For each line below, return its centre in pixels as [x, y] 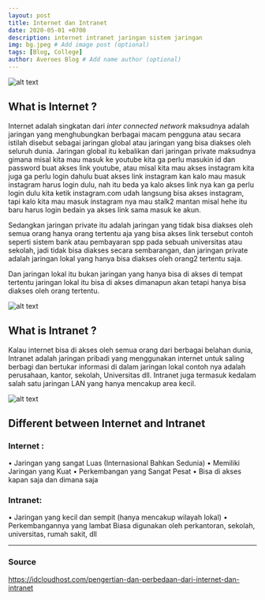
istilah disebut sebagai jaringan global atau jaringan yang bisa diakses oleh [130, 142]
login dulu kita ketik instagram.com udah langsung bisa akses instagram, [126, 193]
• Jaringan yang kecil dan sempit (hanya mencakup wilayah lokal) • [118, 517]
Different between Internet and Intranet [107, 423]
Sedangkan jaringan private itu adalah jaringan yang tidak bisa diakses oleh [131, 225]
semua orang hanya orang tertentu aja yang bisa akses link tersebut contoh [131, 233]
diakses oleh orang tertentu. [54, 291]
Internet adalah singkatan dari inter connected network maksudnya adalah [129, 126]
